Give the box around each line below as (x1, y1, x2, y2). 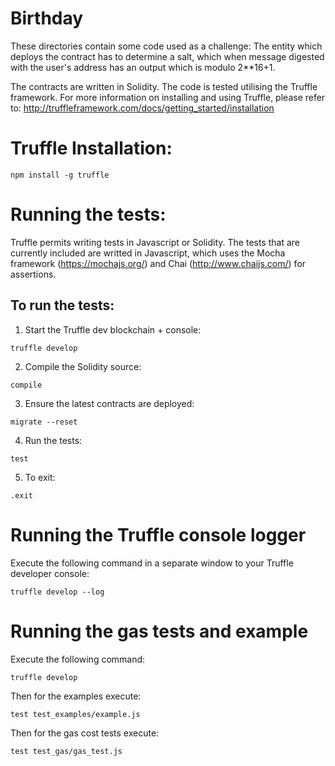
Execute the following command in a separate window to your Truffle (10, 557, 294, 569)
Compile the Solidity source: (24, 360, 142, 372)
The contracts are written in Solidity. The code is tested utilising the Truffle (10, 80, 318, 92)
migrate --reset (10, 417, 78, 427)
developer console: (10, 567, 90, 579)
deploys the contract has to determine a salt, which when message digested (10, 50, 325, 62)
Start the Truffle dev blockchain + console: (24, 323, 202, 336)
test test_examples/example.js (10, 709, 141, 719)
